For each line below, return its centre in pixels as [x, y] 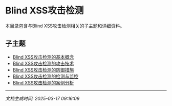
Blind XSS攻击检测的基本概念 [43, 57]
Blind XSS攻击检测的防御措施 [43, 69]
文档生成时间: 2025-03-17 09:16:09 [42, 98]
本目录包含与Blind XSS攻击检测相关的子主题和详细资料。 [65, 26]
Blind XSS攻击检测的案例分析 [43, 82]
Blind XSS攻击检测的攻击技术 [43, 63]
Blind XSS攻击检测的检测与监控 [45, 76]
